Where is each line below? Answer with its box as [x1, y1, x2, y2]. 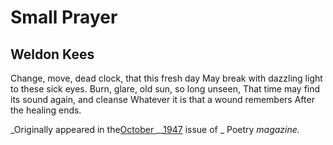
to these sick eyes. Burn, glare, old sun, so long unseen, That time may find [10, 83, 321, 95]
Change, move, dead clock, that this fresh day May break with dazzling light [10, 72, 323, 84]
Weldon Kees [10, 46, 95, 63]
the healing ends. [10, 104, 82, 116]
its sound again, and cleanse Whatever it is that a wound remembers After [10, 94, 315, 105]
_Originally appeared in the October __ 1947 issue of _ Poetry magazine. [10, 124, 300, 135]
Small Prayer [10, 6, 118, 29]
